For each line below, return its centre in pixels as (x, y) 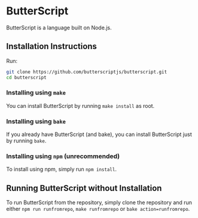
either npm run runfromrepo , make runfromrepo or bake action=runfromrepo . (98, 209)
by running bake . (26, 141)
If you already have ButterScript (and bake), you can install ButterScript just (99, 134)
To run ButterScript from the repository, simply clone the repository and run (99, 202)
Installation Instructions (52, 46)
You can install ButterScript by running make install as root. (80, 105)
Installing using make (36, 93)
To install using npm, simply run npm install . (61, 169)
